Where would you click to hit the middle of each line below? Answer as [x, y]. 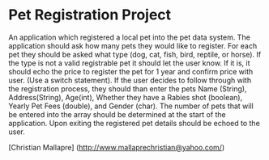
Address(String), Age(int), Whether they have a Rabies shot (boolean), [126, 97]
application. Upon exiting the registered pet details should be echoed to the [134, 123]
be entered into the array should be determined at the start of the [117, 114]
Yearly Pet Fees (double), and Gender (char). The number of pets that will [131, 106]
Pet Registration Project [90, 15]
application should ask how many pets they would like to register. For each [133, 45]
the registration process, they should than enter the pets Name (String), [128, 88]
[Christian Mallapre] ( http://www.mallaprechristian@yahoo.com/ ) [117, 147]
